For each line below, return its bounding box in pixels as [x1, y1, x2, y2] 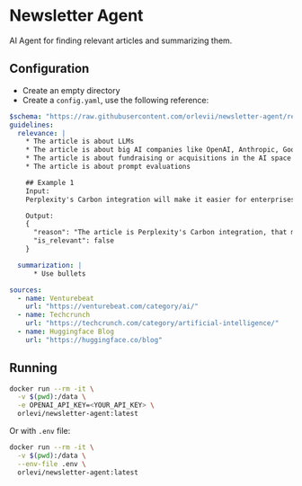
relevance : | [17, 128, 67, 137]
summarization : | [17, 261, 83, 270]
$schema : [9, 111, 42, 121]
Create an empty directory [22, 84, 120, 95]
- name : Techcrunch [17, 311, 91, 320]
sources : [9, 285, 42, 295]
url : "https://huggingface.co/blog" [25, 335, 164, 344]
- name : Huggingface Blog [17, 327, 115, 336]
